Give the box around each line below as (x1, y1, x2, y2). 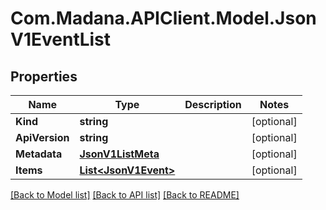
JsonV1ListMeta (79, 147, 160, 161)
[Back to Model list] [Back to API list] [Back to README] (10, 189, 240, 201)
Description (184, 98, 242, 111)
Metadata (15, 147, 63, 161)
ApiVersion (15, 131, 70, 144)
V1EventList (10, 28, 112, 51)
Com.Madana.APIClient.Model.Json (10, 7, 317, 30)
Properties (10, 68, 78, 85)
